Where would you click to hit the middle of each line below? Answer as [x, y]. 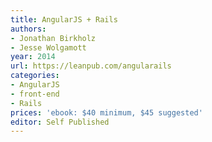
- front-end [35, 94]
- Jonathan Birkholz [53, 38]
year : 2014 [33, 57]
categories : [35, 76]
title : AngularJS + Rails [64, 19]
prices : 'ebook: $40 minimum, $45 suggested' [106, 112]
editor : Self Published [60, 122]
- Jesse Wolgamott [48, 47]
